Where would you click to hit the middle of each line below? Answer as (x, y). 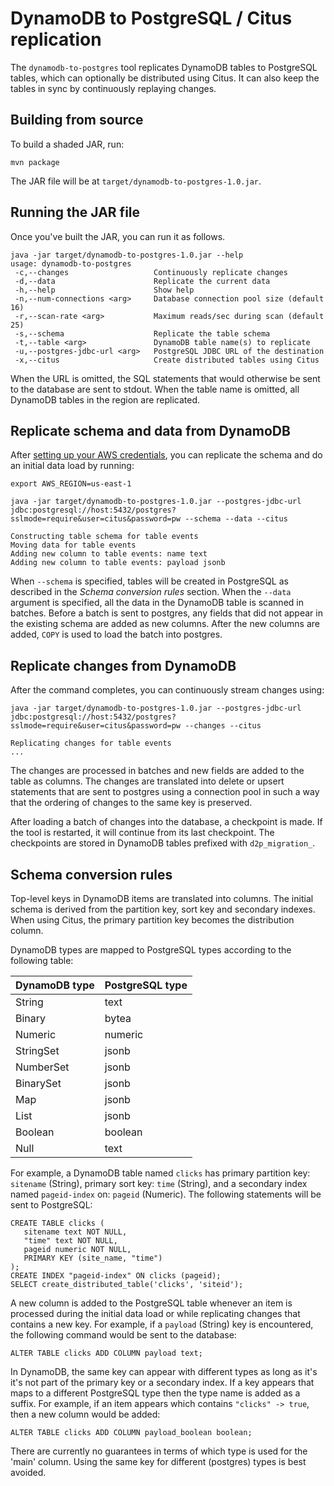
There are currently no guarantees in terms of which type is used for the (159, 1451)
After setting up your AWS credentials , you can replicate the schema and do (166, 455)
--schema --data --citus (236, 519)
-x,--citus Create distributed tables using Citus (167, 360)
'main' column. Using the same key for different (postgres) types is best (158, 1461)
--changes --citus (223, 726)
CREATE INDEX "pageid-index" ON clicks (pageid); (116, 1276)
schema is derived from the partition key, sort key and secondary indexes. (163, 909)
